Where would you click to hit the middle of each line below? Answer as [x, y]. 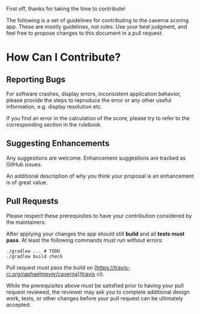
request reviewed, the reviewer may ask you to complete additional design [98, 292]
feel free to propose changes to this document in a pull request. [85, 33]
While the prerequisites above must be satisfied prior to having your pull [95, 285]
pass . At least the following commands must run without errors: [85, 240]
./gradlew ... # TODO [33, 251]
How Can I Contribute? [63, 57]
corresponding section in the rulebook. [54, 125]
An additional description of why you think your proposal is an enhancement [100, 176]
